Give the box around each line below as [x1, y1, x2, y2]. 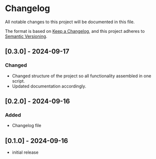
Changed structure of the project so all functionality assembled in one [12, 73, 151, 79]
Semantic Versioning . [5, 33, 47, 39]
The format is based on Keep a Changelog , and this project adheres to [5, 28, 145, 34]
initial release [12, 149, 39, 155]
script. [12, 78, 25, 84]
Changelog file [12, 123, 42, 129]
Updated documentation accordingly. [12, 83, 86, 89]
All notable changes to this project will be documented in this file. [5, 19, 135, 25]
